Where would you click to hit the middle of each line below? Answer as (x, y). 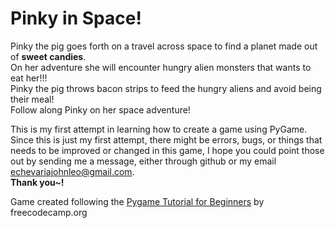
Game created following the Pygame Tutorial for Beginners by (137, 201)
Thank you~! (37, 182)
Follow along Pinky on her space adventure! (100, 109)
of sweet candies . (48, 56)
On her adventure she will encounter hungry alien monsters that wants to (161, 67)
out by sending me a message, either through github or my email (143, 161)
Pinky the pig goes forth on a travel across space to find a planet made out (164, 46)
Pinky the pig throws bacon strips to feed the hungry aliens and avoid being (166, 88)
